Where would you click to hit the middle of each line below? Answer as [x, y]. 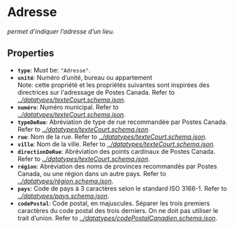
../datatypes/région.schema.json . [65, 181]
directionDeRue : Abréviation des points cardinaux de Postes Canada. [116, 151]
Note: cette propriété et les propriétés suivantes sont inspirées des [114, 85]
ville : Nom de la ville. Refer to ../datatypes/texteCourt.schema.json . [116, 144]
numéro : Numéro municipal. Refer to [68, 107]
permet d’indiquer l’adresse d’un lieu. [61, 31]
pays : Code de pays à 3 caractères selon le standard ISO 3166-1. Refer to [122, 188]
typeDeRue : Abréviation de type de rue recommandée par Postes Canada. [122, 122]
